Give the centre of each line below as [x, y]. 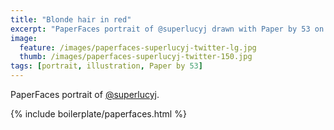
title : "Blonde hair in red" [71, 19]
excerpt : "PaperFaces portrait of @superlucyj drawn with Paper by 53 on [167, 29]
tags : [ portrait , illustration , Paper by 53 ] [106, 66]
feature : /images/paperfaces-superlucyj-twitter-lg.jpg [138, 47]
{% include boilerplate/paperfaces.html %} [98, 114]
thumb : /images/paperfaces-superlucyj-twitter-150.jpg [136, 57]
